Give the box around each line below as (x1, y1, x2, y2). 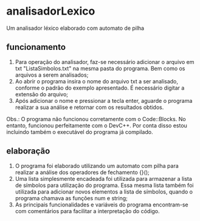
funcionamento (6, 42, 66, 52)
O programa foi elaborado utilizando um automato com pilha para (15, 162, 179, 169)
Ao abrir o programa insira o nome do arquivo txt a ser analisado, (15, 77, 178, 85)
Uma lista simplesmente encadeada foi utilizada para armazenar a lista (15, 175, 193, 182)
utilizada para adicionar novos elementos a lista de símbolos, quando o (15, 188, 193, 195)
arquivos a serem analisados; (15, 71, 89, 79)
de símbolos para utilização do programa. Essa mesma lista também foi (15, 181, 194, 189)
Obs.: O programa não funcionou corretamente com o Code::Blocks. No (6, 115, 187, 122)
